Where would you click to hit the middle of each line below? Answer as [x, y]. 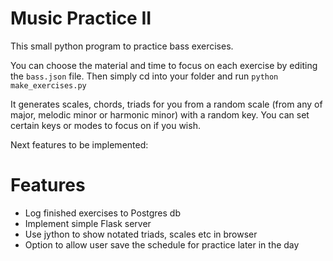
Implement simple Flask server [88, 223]
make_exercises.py [48, 85]
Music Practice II [81, 18]
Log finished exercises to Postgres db [102, 213]
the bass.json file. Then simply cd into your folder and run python [144, 76]
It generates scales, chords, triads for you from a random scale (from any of [166, 104]
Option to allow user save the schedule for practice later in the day [162, 244]
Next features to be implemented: [79, 144]
